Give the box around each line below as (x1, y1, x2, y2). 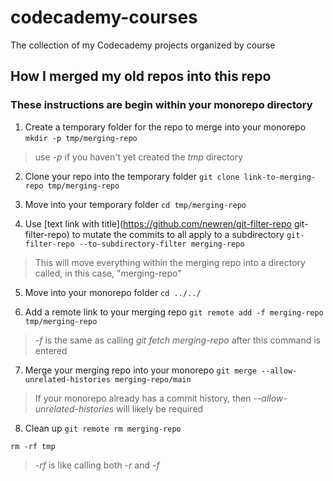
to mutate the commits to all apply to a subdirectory (71, 228, 285, 240)
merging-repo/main (114, 374, 192, 385)
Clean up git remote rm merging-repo (24, 422, 182, 434)
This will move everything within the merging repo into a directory (34, 256, 306, 268)
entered (34, 344, 68, 356)
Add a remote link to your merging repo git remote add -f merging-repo (24, 306, 324, 318)
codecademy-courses (10, 6, 198, 29)
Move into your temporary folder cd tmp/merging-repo (24, 198, 247, 210)
